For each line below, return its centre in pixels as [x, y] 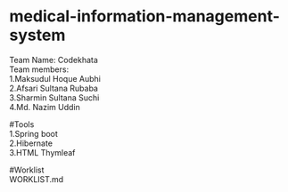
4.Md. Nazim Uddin [45, 107]
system [37, 35]
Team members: [39, 69]
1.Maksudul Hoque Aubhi [55, 78]
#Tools [22, 124]
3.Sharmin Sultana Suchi [54, 97]
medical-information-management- [145, 16]
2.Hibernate [31, 143]
